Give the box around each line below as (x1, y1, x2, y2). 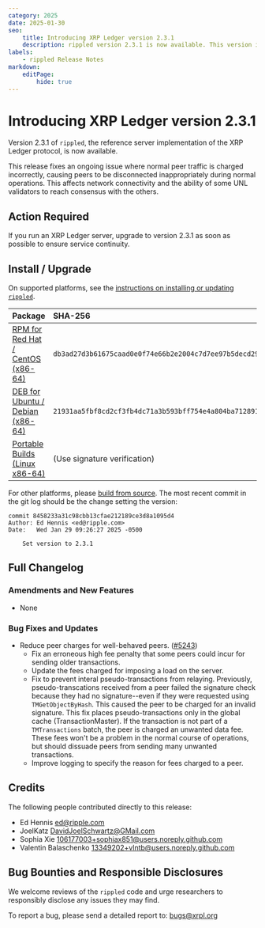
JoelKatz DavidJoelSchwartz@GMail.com (19, 826, 155, 835)
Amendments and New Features (8, 585, 134, 596)
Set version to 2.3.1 (22, 540, 93, 548)
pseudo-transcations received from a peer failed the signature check (31, 683, 256, 692)
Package (12, 310, 46, 321)
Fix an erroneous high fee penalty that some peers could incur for (31, 650, 246, 659)
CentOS (12, 354, 42, 365)
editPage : (22, 70, 55, 78)
